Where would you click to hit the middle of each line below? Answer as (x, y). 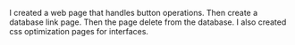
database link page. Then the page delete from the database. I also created (148, 22)
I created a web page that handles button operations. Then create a (134, 13)
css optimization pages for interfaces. (79, 31)
